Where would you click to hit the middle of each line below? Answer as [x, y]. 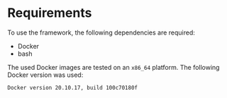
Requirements [50, 13]
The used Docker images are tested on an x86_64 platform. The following [113, 67]
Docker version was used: [45, 75]
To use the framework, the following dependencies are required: [101, 32]
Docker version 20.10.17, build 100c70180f [73, 87]
